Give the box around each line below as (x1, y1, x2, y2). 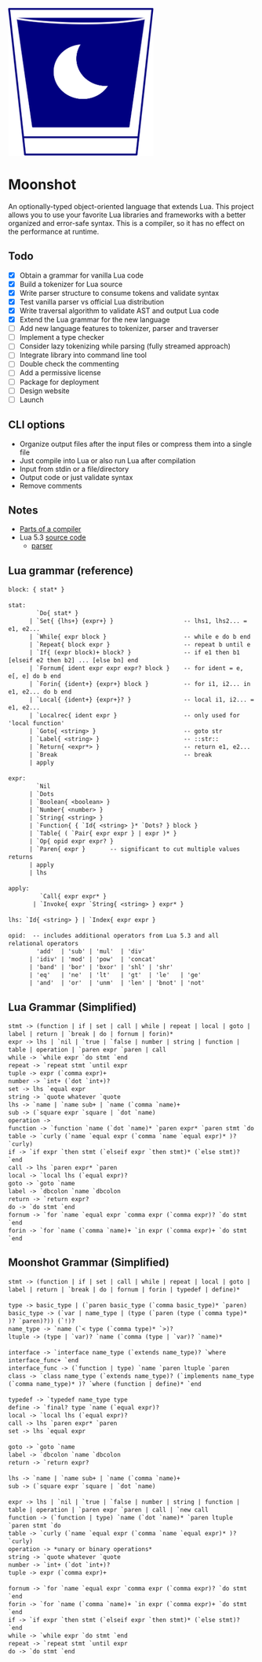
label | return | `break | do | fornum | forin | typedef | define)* (8, 1285, 241, 1293)
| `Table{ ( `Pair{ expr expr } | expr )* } (28, 830, 177, 838)
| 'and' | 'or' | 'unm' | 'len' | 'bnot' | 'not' (28, 979, 206, 987)
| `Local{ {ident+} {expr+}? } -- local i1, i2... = (28, 696, 255, 704)
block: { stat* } (8, 586, 65, 594)
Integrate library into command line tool (19, 350, 147, 360)
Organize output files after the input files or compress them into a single (19, 439, 253, 448)
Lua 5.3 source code (19, 533, 86, 542)
